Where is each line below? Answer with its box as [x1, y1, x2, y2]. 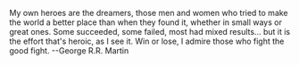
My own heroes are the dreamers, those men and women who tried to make [9, 8, 288, 18]
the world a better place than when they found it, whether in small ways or [9, 17, 283, 28]
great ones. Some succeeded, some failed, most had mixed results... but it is [9, 27, 291, 37]
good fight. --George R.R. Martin [9, 45, 129, 56]
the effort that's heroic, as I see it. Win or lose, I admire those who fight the [9, 36, 285, 46]
